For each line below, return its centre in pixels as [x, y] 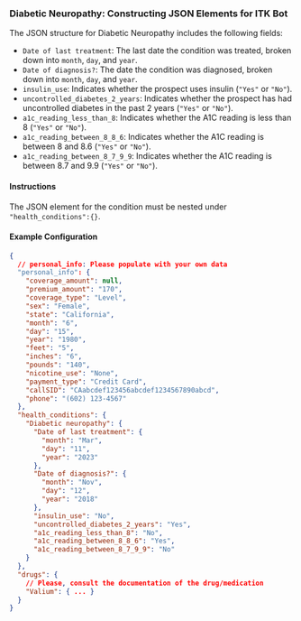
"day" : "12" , [66, 491]
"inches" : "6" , [54, 357]
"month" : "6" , [52, 323]
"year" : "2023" [70, 457]
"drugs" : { [38, 575]
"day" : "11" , [66, 449]
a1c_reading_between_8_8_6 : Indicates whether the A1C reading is [143, 137]
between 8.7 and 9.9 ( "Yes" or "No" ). [90, 166]
